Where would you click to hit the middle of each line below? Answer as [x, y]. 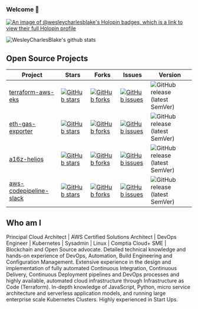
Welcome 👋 [23, 9]
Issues [133, 75]
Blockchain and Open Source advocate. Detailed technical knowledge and [96, 249]
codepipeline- [29, 191]
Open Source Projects [47, 58]
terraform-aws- [32, 92]
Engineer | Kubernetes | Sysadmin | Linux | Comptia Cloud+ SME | [86, 243]
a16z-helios [27, 160]
